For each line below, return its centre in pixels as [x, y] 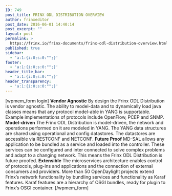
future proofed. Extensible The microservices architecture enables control [84, 160]
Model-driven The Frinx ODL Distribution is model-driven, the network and [84, 122]
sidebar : [15, 53]
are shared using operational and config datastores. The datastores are [80, 133]
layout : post [19, 34]
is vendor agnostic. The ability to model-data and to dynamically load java [83, 106]
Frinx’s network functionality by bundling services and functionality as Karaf [85, 177]
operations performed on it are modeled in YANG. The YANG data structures [86, 128]
